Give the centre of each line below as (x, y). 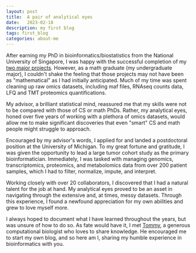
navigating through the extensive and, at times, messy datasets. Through (94, 195)
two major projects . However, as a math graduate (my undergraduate (89, 68)
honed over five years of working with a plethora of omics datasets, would (96, 117)
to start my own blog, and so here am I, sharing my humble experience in (94, 237)
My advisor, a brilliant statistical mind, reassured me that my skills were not (97, 104)
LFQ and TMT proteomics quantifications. (56, 93)
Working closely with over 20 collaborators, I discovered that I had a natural (97, 183)
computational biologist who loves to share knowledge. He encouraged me (96, 231)
